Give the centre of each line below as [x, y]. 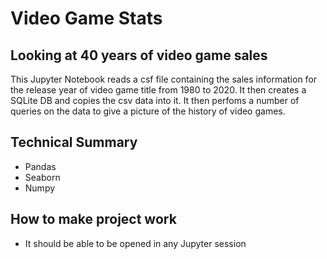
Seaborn [42, 177]
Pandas [40, 166]
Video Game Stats [86, 18]
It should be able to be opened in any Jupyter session [135, 243]
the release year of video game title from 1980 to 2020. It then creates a [158, 90]
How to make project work [93, 219]
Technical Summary [74, 142]
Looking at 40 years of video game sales [139, 55]
